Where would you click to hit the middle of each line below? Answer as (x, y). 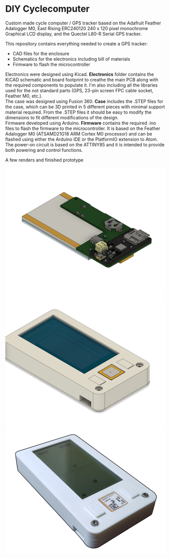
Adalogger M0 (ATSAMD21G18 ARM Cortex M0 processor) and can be (79, 134)
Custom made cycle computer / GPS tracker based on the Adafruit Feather (83, 23)
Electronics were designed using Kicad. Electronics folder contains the (80, 74)
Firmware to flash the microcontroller (51, 64)
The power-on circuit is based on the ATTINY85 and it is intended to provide (85, 144)
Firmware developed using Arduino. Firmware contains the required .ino (81, 123)
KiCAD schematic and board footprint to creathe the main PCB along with (82, 79)
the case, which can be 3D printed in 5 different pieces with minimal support (85, 107)
